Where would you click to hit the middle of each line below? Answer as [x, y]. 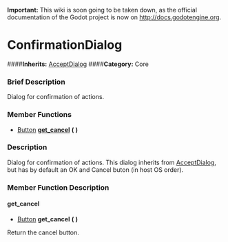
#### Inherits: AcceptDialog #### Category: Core [78, 64]
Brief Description [36, 82]
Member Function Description [58, 187]
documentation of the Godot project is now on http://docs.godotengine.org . [114, 17]
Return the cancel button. [43, 232]
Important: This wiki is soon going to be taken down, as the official [102, 10]
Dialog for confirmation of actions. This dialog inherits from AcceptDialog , [112, 162]
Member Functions [40, 115]
